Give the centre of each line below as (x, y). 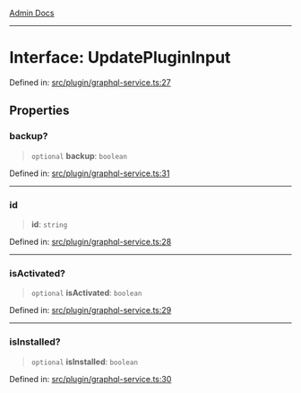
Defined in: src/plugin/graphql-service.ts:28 (90, 241)
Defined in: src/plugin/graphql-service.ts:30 (90, 379)
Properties (39, 111)
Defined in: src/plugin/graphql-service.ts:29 (90, 310)
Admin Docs (32, 13)
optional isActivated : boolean (86, 293)
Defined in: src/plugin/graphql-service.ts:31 (90, 173)
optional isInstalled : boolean (85, 362)
